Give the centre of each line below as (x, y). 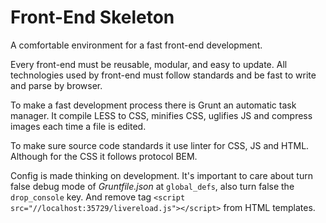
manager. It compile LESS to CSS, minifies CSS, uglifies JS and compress (161, 115)
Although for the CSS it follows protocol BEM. (104, 156)
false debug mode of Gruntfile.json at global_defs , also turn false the (152, 186)
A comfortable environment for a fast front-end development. (136, 45)
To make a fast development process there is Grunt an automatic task (153, 105)
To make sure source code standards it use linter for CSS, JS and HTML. (160, 145)
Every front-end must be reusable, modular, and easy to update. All (149, 64)
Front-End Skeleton (92, 17)
